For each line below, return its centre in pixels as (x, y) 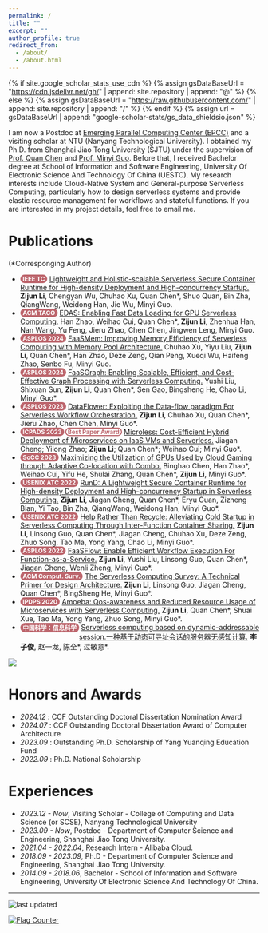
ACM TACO (39, 313)
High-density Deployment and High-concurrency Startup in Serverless (136, 491)
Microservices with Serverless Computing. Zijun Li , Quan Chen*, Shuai (136, 610)
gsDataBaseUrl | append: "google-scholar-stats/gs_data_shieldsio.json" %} (132, 117)
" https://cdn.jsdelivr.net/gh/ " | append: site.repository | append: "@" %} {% (132, 91)
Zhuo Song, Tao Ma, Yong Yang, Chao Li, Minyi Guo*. (107, 542)
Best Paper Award (93, 431)
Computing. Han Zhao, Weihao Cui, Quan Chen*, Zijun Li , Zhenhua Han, (138, 321)
